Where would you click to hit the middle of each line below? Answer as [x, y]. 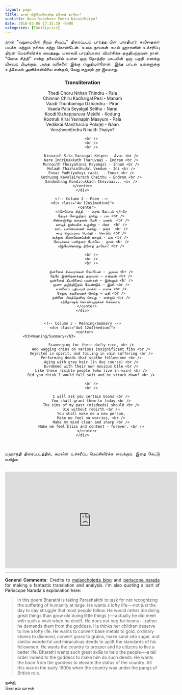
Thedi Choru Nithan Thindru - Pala [82, 93]
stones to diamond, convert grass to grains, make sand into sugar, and [88, 637]
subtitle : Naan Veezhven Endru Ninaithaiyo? [51, 19]
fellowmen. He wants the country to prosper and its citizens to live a [86, 647]
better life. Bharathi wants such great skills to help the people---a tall [87, 652]
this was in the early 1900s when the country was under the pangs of [87, 668]
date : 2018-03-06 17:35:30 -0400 [39, 23]
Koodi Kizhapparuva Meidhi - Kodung [82, 114]
